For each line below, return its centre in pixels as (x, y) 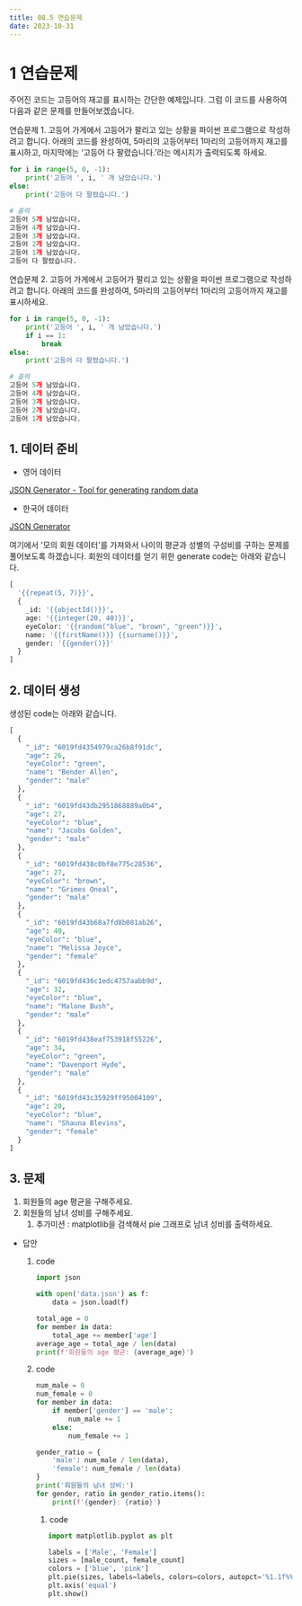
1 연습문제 (44, 73)
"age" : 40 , (46, 931)
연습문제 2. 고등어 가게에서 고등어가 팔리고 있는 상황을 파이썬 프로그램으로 (139, 279)
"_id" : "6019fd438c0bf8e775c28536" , (94, 864)
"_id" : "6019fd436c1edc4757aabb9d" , (94, 981)
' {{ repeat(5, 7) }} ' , (56, 593)
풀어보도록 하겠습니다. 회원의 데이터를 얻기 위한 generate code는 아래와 (136, 556)
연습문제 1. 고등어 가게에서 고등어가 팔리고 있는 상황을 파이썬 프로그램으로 (138, 130)
